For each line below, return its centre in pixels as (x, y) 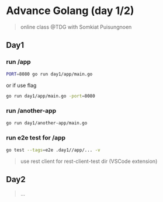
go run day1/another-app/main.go (47, 123)
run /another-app (31, 111)
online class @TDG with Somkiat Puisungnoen (76, 27)
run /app (18, 62)
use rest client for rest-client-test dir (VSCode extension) (89, 161)
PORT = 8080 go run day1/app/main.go (49, 74)
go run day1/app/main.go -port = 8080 (51, 96)
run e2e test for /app (36, 138)
